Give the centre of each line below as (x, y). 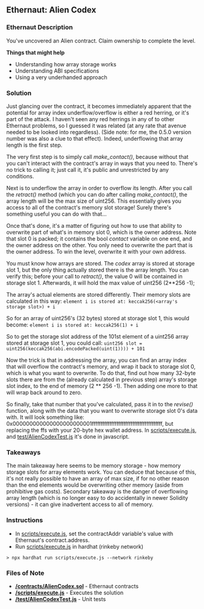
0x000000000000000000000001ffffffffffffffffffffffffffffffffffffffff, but (90, 423)
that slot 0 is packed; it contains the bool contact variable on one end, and (99, 238)
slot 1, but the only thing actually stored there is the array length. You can (98, 270)
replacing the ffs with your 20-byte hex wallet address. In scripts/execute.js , (101, 430)
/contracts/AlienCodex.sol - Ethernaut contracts (77, 586)
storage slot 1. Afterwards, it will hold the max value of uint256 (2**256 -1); (101, 283)
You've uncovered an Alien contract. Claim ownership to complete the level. (101, 40)
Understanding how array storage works (66, 64)
